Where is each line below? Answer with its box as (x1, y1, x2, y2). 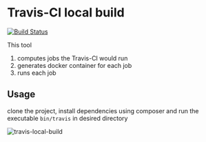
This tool (7, 40, 32, 49)
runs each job (17, 69, 56, 77)
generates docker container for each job (17, 61, 132, 69)
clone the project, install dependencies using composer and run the (7, 106, 199, 115)
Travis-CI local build (7, 5, 125, 21)
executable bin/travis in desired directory (7, 114, 128, 122)
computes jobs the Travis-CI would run (17, 54, 128, 62)
